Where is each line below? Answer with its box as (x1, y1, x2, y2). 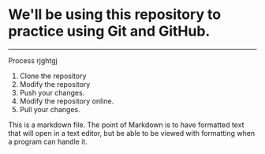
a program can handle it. (8, 137, 88, 146)
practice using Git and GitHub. (8, 22, 211, 40)
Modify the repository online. (19, 96, 114, 106)
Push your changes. (19, 88, 85, 97)
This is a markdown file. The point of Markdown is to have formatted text (8, 120, 244, 130)
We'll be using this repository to (8, 6, 222, 24)
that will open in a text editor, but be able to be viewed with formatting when (8, 128, 255, 137)
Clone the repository (19, 71, 87, 81)
